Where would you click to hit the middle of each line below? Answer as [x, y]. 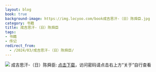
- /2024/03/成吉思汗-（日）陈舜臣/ [42, 50]
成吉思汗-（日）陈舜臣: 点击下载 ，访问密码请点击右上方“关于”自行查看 [81, 65]
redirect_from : [20, 46]
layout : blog [18, 9]
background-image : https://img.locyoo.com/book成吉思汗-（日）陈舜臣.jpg [78, 18]
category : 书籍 [20, 23]
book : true [16, 14]
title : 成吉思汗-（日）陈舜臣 [32, 28]
